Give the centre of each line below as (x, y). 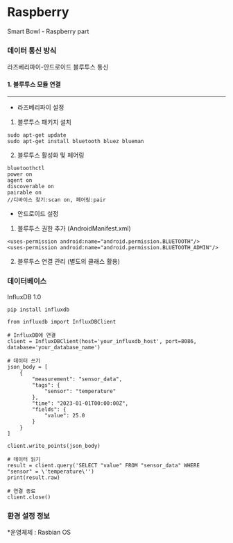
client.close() (29, 497)
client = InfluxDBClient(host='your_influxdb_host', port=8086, (102, 341)
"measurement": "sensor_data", (77, 379)
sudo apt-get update (37, 135)
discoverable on (31, 187)
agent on (20, 181)
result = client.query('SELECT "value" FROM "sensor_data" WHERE (103, 465)
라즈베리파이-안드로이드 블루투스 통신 (58, 67)
